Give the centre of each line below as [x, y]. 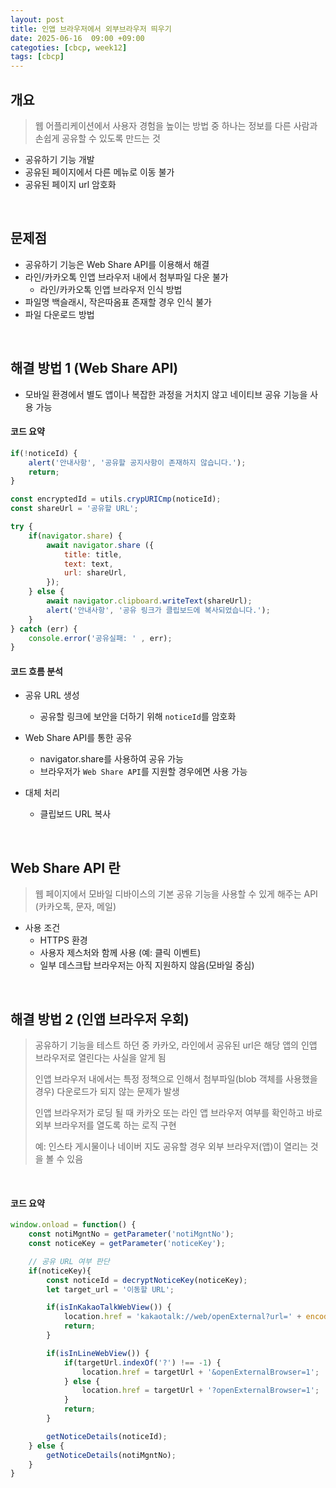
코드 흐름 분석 [36, 671]
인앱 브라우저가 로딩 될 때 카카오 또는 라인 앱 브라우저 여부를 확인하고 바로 [178, 1113]
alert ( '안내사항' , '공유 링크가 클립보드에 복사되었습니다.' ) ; [158, 610]
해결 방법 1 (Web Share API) [94, 368]
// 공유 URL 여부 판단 [69, 1261]
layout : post [37, 19]
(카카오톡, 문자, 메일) [75, 907]
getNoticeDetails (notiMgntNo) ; [111, 1455]
